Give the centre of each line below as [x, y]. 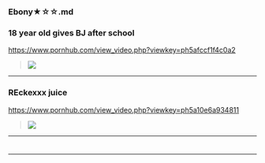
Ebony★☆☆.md [41, 12]
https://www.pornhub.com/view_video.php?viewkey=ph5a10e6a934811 [123, 109]
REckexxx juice [38, 93]
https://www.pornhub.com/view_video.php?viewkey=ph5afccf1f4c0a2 [122, 50]
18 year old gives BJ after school [71, 32]
